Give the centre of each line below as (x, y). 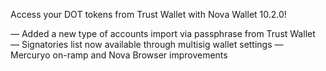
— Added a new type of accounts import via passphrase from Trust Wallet (163, 33)
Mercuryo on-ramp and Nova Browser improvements (119, 55)
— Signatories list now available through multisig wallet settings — (147, 44)
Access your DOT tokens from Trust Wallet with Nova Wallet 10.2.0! (148, 14)
